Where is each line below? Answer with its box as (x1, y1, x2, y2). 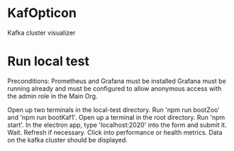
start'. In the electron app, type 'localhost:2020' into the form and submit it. (7, 121, 227, 129)
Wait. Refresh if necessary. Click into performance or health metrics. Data (7, 128, 223, 136)
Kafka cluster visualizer (7, 28, 76, 37)
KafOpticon (7, 5, 77, 21)
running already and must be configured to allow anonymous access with (7, 84, 222, 93)
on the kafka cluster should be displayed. (7, 135, 128, 144)
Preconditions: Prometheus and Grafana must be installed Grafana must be (7, 77, 227, 85)
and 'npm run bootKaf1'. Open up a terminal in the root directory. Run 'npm (7, 113, 225, 121)
